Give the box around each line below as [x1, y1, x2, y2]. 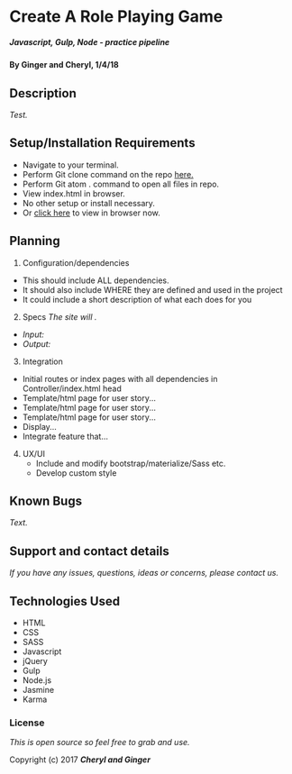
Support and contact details [9, 543, 169, 559]
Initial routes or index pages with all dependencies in [22, 373, 218, 384]
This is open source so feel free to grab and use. [9, 737, 191, 748]
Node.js [22, 675, 52, 686]
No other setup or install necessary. [22, 197, 156, 208]
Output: [22, 338, 51, 349]
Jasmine [22, 685, 55, 696]
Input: [22, 329, 45, 340]
